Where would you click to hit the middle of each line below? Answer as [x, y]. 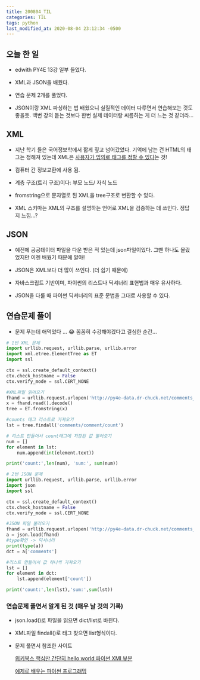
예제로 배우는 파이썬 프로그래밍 [51, 671]
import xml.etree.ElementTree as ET [51, 354]
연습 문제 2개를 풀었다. [41, 95]
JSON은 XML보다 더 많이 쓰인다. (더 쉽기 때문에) [71, 270]
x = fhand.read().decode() [40, 403]
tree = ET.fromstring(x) [37, 409]
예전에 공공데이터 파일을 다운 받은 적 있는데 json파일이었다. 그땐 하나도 [97, 249]
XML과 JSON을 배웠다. [42, 83]
